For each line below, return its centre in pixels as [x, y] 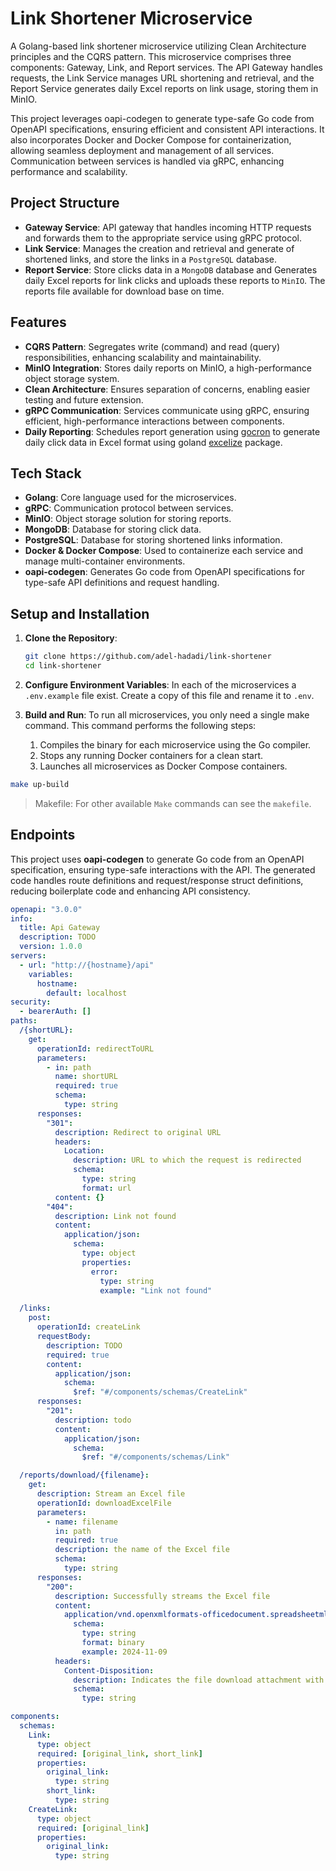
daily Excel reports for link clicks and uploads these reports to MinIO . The [175, 280]
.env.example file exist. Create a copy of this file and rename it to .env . [169, 695]
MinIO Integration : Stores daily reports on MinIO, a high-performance [168, 368]
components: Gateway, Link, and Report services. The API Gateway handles [166, 67]
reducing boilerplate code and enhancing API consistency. [130, 891]
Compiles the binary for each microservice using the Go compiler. [175, 744]
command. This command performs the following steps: [140, 725]
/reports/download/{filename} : [84, 1475]
